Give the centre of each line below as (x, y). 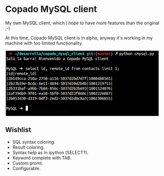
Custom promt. (28, 163)
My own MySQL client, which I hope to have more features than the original (82, 23)
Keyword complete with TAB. (42, 158)
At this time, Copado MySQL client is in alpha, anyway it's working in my (79, 38)
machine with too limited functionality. (44, 43)
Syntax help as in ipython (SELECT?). (50, 152)
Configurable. (26, 168)
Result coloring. (28, 147)
